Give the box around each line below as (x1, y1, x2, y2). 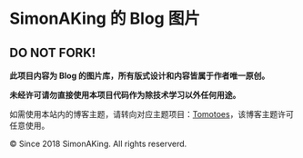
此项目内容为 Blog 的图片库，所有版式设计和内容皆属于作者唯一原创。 (9, 70, 270, 81)
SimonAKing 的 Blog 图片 (9, 8, 200, 29)
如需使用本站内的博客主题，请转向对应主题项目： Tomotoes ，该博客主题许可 (9, 109, 294, 119)
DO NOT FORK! (9, 44, 96, 60)
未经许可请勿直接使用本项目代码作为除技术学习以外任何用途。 (9, 90, 241, 100)
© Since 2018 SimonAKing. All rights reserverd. (9, 138, 187, 149)
